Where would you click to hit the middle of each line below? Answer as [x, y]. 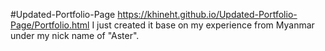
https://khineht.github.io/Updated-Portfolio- [207, 14]
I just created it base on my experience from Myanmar [203, 25]
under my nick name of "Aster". [75, 35]
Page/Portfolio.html [50, 25]
